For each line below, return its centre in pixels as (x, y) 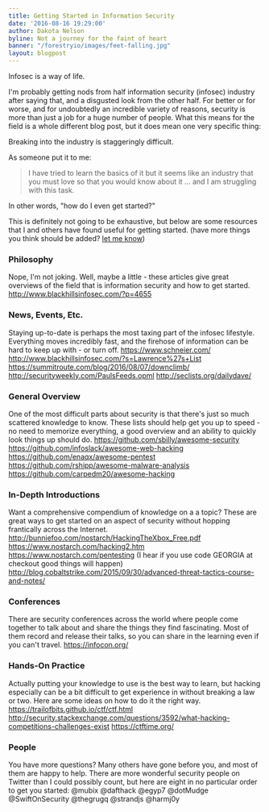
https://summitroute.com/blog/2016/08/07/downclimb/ (99, 367)
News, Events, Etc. (46, 315)
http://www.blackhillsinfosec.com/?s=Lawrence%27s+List (105, 358)
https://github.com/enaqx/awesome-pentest (82, 456)
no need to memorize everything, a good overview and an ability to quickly (132, 431)
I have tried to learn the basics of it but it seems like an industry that (141, 173)
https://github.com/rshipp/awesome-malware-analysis (99, 465)
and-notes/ (27, 581)
